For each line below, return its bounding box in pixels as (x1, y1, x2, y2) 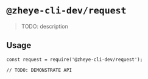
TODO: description (21, 22, 69, 30)
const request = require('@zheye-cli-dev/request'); (6, 57, 143, 63)
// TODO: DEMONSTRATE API (6, 67, 72, 73)
